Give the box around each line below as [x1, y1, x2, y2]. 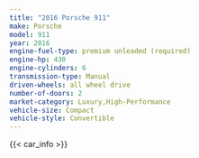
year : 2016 [9, 38, 50, 48]
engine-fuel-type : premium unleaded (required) [9, 47, 192, 56]
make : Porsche [9, 22, 63, 31]
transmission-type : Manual [9, 72, 111, 81]
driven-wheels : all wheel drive [9, 80, 131, 89]
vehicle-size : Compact [9, 106, 95, 115]
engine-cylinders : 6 [9, 64, 87, 73]
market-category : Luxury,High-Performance [9, 97, 171, 107]
